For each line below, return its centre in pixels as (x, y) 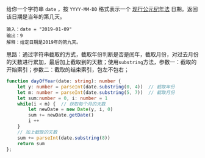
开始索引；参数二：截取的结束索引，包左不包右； (68, 70)
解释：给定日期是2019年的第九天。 (44, 42)
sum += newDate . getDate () (61, 115)
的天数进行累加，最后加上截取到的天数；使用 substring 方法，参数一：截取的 (102, 62)
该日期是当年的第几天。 (36, 16)
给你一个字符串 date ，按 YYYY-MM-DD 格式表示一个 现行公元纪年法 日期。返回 (102, 9)
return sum (31, 143)
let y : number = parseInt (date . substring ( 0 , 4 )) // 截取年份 (96, 87)
